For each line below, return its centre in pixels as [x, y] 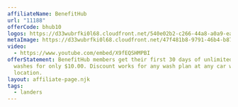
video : [17, 46]
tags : [15, 86]
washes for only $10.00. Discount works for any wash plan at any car [120, 66]
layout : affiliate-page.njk [49, 79]
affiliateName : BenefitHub [47, 14]
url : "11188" [27, 20]
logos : [17, 33]
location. [28, 73]
